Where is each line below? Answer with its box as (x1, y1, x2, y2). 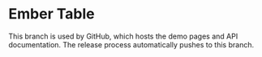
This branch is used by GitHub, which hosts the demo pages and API (8, 31, 238, 41)
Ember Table (8, 5, 95, 23)
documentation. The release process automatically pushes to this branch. (8, 39, 254, 49)
